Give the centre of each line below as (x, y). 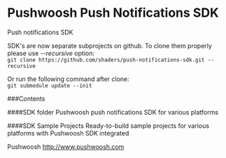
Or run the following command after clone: (68, 79)
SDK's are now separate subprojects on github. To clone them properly (110, 45)
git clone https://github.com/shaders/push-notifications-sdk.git (106, 60)
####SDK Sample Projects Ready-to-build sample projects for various (108, 125)
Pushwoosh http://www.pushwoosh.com (66, 146)
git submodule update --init (50, 85)
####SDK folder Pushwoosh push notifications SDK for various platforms (113, 112)
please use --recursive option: (51, 53)
